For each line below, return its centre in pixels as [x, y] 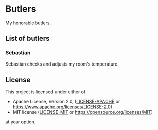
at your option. [20, 122]
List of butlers [28, 39]
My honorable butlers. [28, 23]
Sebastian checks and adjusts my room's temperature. [62, 64]
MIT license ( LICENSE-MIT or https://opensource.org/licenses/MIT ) [83, 112]
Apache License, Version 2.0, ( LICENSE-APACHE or [66, 102]
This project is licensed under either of [45, 92]
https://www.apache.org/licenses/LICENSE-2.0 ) [62, 107]
